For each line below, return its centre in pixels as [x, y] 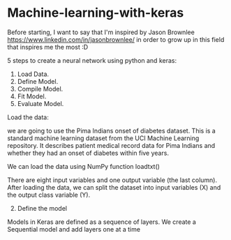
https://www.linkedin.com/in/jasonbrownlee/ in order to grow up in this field [116, 39]
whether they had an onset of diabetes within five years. [88, 153]
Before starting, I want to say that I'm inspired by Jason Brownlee [101, 32]
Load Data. [33, 74]
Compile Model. [40, 89]
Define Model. [38, 81]
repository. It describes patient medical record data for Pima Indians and [111, 145]
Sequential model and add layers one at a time [74, 229]
